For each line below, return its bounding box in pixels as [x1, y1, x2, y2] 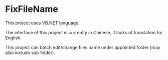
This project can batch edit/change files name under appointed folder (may [5, 44, 160, 50]
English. [5, 35, 22, 41]
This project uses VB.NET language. [5, 20, 80, 26]
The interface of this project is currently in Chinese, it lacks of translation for [5, 29, 163, 35]
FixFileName [5, 3, 59, 15]
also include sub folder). [5, 50, 55, 56]
